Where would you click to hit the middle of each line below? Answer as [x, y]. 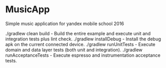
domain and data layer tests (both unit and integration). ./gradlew [74, 50]
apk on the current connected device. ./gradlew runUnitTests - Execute [80, 44]
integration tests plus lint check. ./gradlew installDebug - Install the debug [83, 39]
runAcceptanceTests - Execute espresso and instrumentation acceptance [83, 55]
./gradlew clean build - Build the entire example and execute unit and [78, 33]
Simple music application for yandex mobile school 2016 [65, 24]
